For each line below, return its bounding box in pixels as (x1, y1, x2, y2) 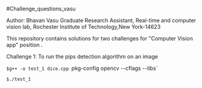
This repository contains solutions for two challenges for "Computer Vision (6, 35, 193, 42)
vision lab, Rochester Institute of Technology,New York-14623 (6, 24, 161, 30)
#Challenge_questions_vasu (6, 5, 76, 12)
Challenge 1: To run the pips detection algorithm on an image (6, 53, 158, 60)
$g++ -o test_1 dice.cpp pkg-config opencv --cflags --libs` (6, 64, 158, 72)
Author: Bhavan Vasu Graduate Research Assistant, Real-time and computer (6, 17, 197, 24)
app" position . (6, 42, 43, 48)
